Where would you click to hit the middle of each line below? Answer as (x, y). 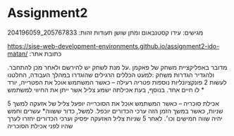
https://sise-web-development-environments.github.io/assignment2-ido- (113, 46)
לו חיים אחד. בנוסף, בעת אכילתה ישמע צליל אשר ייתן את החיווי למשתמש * (106, 89)
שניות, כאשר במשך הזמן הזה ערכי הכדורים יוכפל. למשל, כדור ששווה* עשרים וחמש (115, 111)
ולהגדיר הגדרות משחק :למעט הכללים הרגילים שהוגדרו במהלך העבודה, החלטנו (111, 75)
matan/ (18, 54)
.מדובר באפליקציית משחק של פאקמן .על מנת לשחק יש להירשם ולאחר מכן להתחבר (117, 67)
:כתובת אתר (45, 54)
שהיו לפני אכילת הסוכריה (40, 125)
